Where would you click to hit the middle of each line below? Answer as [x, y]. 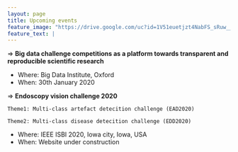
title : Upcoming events [42, 21]
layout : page [27, 14]
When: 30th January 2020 [56, 83]
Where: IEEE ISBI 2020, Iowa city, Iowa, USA [82, 134]
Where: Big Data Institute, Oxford [66, 75]
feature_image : [30, 27]
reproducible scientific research [56, 62]
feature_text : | [31, 34]
